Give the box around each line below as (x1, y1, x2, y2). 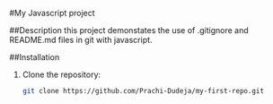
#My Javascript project (9, 8, 96, 18)
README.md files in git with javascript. (9, 35, 153, 45)
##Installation (9, 52, 60, 62)
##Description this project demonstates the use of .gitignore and (9, 25, 249, 35)
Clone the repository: (22, 69, 101, 80)
